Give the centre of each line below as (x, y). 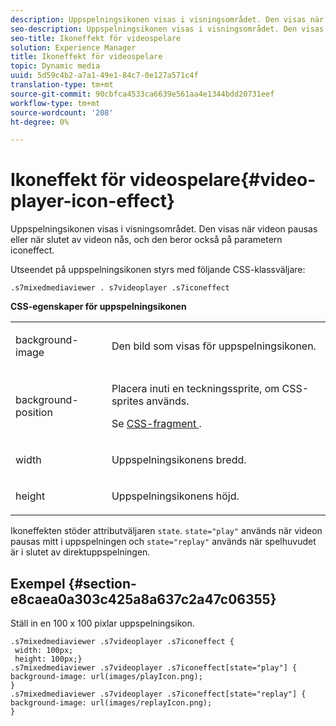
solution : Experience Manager (73, 47)
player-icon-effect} (93, 201)
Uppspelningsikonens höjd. (175, 496)
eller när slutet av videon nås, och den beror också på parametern (146, 240)
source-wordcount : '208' (62, 112)
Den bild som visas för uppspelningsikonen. (214, 346)
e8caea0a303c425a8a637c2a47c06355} (143, 599)
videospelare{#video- (223, 180)
